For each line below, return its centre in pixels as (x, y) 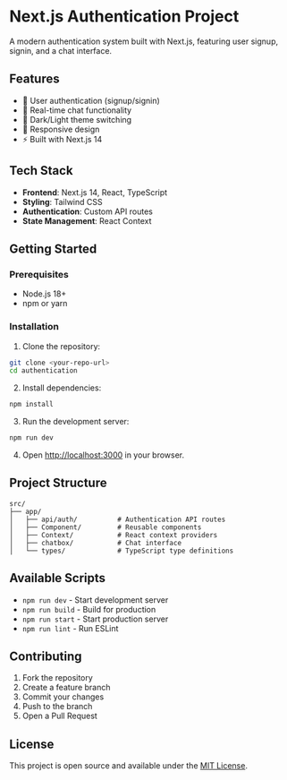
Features (34, 79)
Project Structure (58, 483)
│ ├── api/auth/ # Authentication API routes (118, 519)
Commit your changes (63, 697)
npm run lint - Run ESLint (70, 628)
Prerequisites (39, 274)
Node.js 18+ (44, 294)
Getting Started (53, 249)
